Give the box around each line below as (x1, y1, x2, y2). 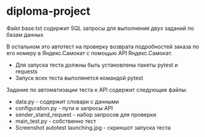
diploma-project (6, 4, 91, 18)
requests (15, 67, 38, 75)
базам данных (6, 31, 44, 38)
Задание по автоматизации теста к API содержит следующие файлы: (6, 86, 188, 93)
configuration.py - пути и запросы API (15, 104, 113, 111)
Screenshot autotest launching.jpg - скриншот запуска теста (15, 124, 171, 131)
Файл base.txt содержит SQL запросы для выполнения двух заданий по (6, 24, 195, 32)
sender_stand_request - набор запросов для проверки (15, 111, 157, 118)
